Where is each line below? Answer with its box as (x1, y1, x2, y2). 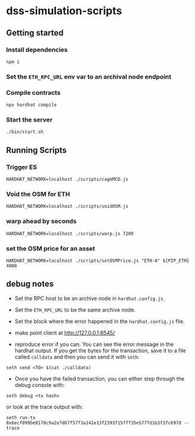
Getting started (6, 28, 64, 38)
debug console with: (14, 381, 65, 389)
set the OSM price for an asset (6, 244, 95, 252)
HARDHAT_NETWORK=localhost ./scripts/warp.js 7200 (6, 230, 134, 236)
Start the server (6, 116, 53, 124)
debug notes (6, 279, 55, 289)
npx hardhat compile (6, 102, 57, 108)
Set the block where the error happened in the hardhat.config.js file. (14, 318, 185, 325)
